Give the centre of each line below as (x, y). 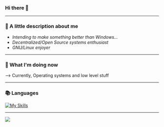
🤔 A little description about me (41, 26)
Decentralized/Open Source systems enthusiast (60, 42)
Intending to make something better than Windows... (65, 37)
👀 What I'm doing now (32, 65)
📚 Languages (22, 93)
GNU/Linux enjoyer (31, 47)
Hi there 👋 (17, 8)
